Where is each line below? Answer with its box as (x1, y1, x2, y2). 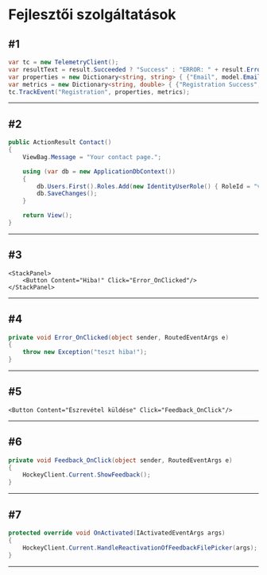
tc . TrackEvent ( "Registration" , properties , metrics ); (8, 87, 191, 96)
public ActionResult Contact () (8, 138, 112, 146)
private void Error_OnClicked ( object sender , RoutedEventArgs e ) (8, 333, 229, 341)
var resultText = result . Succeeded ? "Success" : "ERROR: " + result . (8, 65, 247, 73)
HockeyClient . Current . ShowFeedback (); (22, 471, 151, 479)
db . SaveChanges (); (37, 189, 98, 198)
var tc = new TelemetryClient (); (8, 58, 119, 66)
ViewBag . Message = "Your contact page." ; (22, 153, 161, 161)
